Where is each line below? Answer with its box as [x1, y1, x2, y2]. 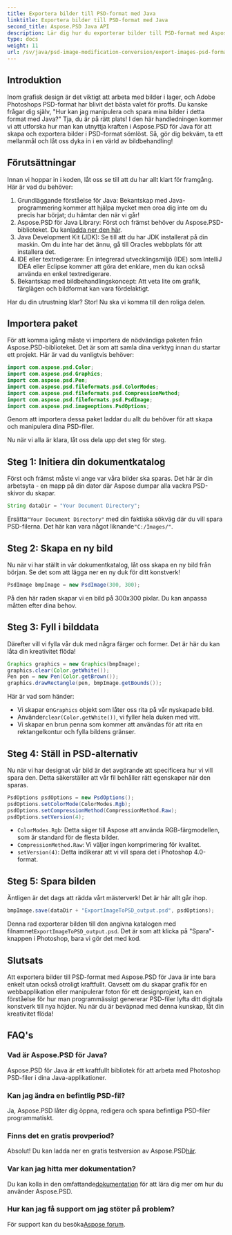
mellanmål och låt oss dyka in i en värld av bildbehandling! [7, 136, 173, 145]
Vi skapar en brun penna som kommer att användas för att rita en [17, 720, 203, 729]
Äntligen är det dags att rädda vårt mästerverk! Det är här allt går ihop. [7, 894, 208, 902]
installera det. [17, 247, 57, 256]
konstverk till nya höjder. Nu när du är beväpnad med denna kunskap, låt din [7, 1002, 224, 1010]
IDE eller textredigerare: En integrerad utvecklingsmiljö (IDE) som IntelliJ [17, 255, 222, 263]
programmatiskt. [7, 1113, 54, 1122]
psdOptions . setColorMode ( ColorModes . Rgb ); [7, 801, 131, 807]
